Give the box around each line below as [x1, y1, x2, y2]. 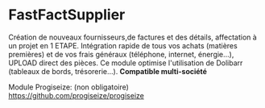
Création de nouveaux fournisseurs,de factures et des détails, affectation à [8, 32, 258, 42]
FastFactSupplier [8, 6, 126, 24]
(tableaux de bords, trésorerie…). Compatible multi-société [8, 66, 208, 76]
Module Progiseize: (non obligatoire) [8, 82, 129, 92]
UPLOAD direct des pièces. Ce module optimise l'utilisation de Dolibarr [8, 58, 243, 68]
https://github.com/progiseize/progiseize [8, 90, 145, 100]
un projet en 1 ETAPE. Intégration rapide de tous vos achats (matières [8, 40, 238, 50]
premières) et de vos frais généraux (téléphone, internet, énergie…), [8, 49, 234, 59]
